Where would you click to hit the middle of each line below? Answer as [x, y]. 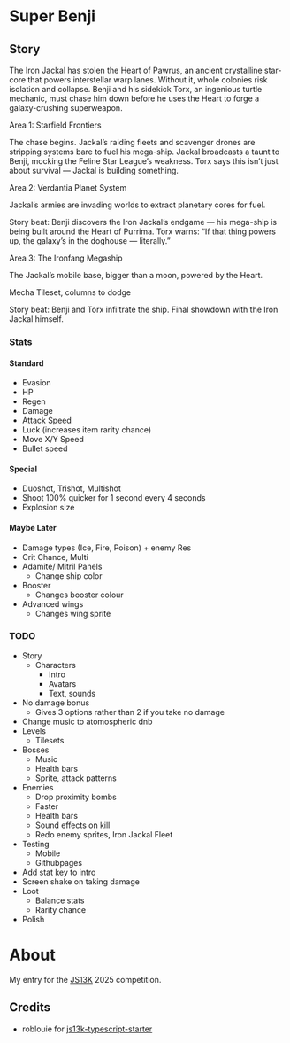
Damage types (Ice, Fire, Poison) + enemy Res [107, 548]
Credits [30, 1008]
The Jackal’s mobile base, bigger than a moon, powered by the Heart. [136, 275]
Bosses [35, 750]
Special [23, 469]
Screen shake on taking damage [80, 881]
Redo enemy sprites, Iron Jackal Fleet [104, 834]
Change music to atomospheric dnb [87, 721]
